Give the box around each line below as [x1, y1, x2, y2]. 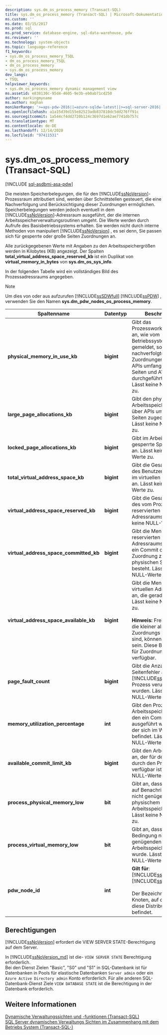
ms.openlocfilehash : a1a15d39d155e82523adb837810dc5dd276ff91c [5, 109, 139, 115]
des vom [131, 501, 152, 508]
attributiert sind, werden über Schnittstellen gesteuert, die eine [33, 196, 162, 202]
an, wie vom [131, 331, 160, 338]
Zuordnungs [131, 629, 161, 636]
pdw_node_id [7, 887, 40, 894]
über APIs [131, 408, 155, 415]
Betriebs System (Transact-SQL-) [5, 1024, 74, 1030]
